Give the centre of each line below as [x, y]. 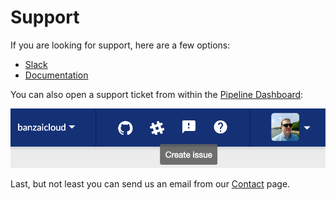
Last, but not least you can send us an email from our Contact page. [150, 184]
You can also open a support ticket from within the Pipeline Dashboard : [157, 94]
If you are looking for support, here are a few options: [120, 45]
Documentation [56, 75]
